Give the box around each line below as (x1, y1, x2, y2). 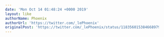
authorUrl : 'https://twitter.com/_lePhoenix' (5, 20, 99, 25)
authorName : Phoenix (5, 16, 47, 21)
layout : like (5, 12, 32, 16)
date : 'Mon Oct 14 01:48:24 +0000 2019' (5, 7, 89, 12)
